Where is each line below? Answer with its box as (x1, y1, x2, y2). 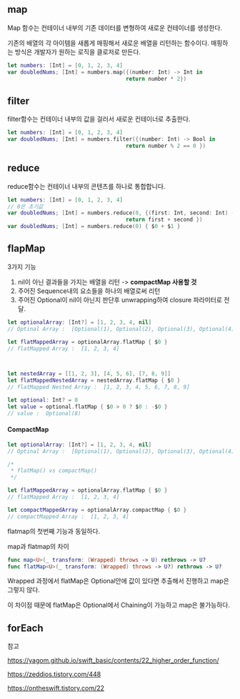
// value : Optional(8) (7, 410, 81, 417)
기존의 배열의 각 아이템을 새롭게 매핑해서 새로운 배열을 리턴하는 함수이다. (7, 39, 209, 47)
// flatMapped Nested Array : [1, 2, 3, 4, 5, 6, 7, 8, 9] (7, 384, 191, 391)
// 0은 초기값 (7, 203, 44, 210)
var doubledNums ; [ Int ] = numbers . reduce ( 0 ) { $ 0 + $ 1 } (7, 223, 181, 230)
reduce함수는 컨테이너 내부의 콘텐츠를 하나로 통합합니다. (7, 182, 166, 190)
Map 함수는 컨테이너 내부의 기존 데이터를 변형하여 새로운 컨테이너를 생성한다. (7, 23, 223, 32)
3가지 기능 (7, 262, 37, 271)
